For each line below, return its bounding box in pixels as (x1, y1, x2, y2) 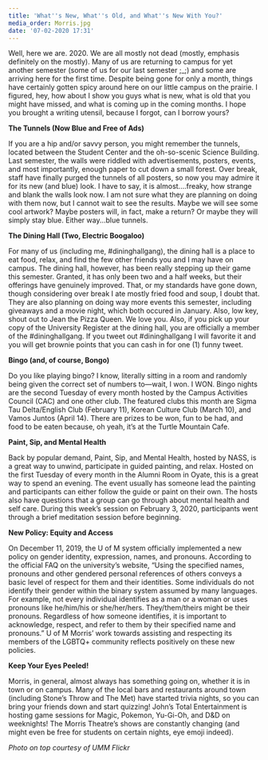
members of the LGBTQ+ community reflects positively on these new (8, 637, 235, 646)
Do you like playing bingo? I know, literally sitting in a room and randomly (8, 371, 247, 381)
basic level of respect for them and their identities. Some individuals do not (8, 578, 254, 587)
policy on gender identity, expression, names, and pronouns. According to (8, 552, 252, 562)
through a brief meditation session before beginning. (8, 513, 182, 522)
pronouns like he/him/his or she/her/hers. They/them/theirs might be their (8, 603, 250, 613)
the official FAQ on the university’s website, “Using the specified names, (8, 561, 245, 570)
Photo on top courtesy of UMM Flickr (8, 743, 130, 753)
